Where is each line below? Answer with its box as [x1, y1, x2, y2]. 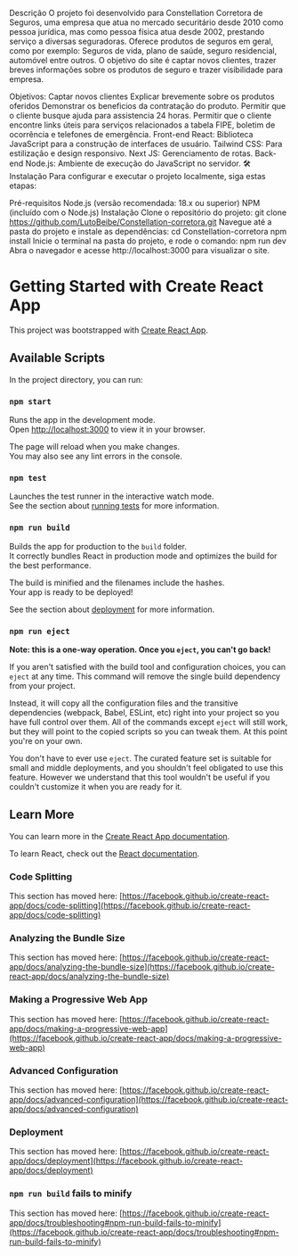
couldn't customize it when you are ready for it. [9, 781, 182, 792]
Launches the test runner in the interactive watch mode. [9, 491, 215, 502]
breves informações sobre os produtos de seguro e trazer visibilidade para [9, 64, 283, 75]
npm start [9, 396, 52, 407]
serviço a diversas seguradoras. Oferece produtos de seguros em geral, [9, 36, 274, 46]
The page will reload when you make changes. [9, 442, 181, 452]
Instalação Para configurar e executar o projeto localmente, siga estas [9, 171, 266, 181]
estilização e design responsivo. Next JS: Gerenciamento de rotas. [9, 148, 254, 159]
